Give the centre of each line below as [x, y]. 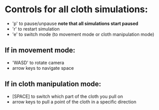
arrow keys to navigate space [43, 68]
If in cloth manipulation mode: [53, 84]
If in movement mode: [40, 50]
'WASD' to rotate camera [38, 63]
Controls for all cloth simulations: [76, 9]
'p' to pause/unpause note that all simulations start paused [75, 23]
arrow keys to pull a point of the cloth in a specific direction [74, 102]
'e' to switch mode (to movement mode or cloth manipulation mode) [83, 34]
